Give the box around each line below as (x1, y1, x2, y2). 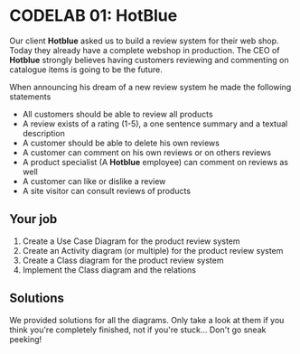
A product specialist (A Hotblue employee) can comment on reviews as (22, 156, 289, 167)
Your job (9, 211, 58, 227)
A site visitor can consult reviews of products (22, 185, 192, 196)
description (22, 127, 65, 138)
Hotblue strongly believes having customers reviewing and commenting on (9, 54, 289, 65)
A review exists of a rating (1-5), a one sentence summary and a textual (22, 118, 288, 129)
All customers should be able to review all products (22, 108, 214, 119)
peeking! (9, 333, 42, 344)
